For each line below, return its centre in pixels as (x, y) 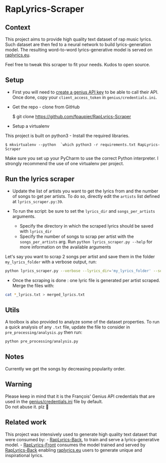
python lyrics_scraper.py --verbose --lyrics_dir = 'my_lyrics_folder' (78, 271)
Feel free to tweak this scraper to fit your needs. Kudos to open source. (78, 65)
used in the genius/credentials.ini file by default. (54, 401)
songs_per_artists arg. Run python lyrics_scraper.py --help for (86, 241)
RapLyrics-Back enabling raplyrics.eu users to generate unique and (74, 450)
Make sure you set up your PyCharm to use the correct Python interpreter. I (82, 158)
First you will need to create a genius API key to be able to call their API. (85, 92)
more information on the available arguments (65, 247)
